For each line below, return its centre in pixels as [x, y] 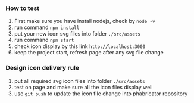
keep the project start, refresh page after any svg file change [89, 53]
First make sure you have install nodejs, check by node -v [85, 21]
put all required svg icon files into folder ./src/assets [79, 81]
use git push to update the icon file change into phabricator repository [101, 94]
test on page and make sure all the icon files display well [83, 87]
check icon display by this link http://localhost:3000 [80, 46]
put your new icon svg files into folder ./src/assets [77, 34]
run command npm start [44, 40]
